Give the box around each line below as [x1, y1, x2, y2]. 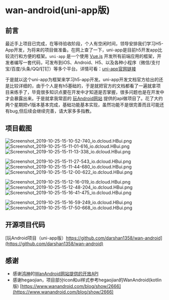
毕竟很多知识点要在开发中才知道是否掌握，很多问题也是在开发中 [31, 89, 164, 95]
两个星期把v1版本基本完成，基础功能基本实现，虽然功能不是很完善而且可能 [5, 102, 160, 107]
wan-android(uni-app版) [5, 5, 110, 16]
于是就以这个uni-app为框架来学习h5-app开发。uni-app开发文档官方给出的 [5, 77, 159, 82]
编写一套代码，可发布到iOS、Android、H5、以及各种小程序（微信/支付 [14, 59, 160, 66]
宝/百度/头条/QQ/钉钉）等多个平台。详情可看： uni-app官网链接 [5, 66, 136, 72]
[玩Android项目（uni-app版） [5, 235, 67, 241]
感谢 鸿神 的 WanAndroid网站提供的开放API [12, 271, 99, 277]
